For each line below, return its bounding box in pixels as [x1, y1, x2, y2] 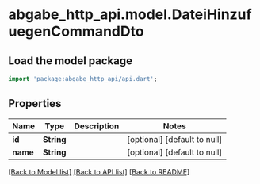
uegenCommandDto [8, 22, 144, 40]
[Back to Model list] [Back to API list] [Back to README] [8, 167, 190, 176]
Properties [8, 97, 62, 110]
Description [74, 121, 120, 132]
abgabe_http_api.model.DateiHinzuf [8, 6, 252, 24]
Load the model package [8, 54, 133, 67]
